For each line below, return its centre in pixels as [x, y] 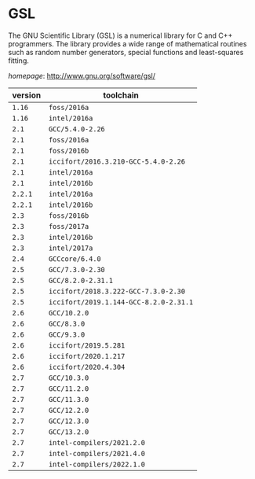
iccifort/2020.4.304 [87, 367]
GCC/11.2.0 [69, 389]
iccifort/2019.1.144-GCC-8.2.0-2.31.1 [121, 302]
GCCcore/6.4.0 [75, 259]
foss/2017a [69, 226]
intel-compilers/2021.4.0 [97, 453]
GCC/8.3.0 [67, 324]
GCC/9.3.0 [67, 334]
